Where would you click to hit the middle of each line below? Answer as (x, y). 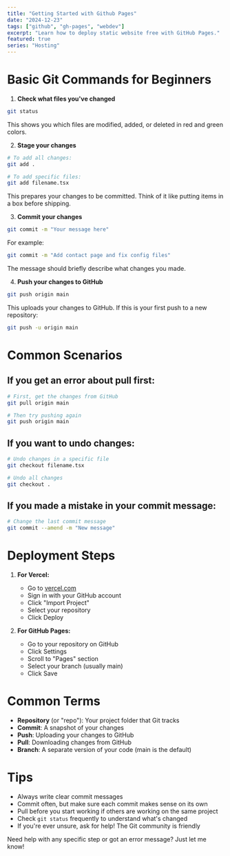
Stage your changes (47, 145)
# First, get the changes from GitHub (63, 396)
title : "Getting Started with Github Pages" (72, 13)
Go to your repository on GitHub (73, 644)
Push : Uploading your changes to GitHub (75, 735)
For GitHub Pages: (44, 631)
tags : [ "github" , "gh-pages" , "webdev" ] (66, 26)
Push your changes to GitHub (60, 282)
